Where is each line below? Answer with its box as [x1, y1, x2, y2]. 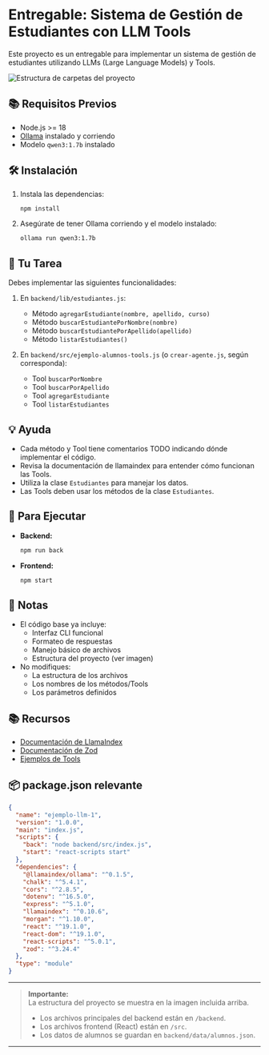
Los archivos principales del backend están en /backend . [39, 1013, 227, 1023]
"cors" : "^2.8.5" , [22, 885, 84, 893]
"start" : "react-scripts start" [22, 848, 130, 856]
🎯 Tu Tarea [8, 256, 62, 270]
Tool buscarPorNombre [31, 374, 102, 383]
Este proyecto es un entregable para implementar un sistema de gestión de [8, 49, 256, 58]
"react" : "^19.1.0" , [22, 922, 91, 930]
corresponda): [19, 359, 68, 368]
